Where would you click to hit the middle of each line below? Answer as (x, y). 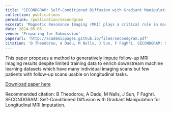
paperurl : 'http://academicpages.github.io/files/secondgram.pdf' (77, 39)
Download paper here (28, 84)
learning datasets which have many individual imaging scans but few (77, 69)
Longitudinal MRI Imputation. (35, 105)
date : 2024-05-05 (24, 29)
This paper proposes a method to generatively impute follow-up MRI (77, 58)
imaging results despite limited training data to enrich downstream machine (84, 63)
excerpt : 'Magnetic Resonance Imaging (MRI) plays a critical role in (82, 24)
